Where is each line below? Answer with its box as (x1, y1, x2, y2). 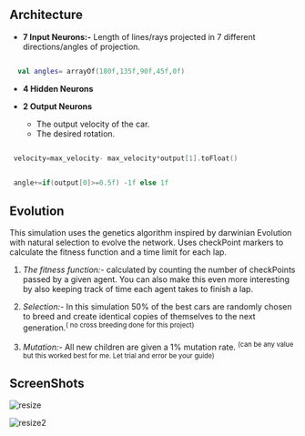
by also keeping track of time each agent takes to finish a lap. (22, 284, 253, 295)
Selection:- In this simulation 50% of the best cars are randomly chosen (22, 301, 292, 312)
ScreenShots (9, 375, 85, 390)
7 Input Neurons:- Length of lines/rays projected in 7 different (22, 31, 257, 42)
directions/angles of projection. (22, 41, 141, 52)
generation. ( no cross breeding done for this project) (22, 320, 195, 333)
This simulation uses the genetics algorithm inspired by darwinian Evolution (9, 228, 292, 238)
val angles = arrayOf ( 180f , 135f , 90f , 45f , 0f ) (17, 66, 185, 76)
